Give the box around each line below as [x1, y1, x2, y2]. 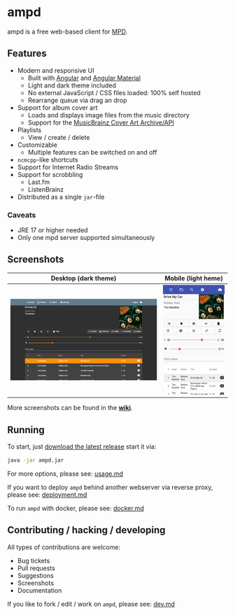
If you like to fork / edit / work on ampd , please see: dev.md [7, 600, 175, 608]
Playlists [17, 125, 42, 134]
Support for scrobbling [17, 170, 83, 178]
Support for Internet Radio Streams [17, 162, 119, 171]
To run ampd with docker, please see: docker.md [7, 504, 145, 512]
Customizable [17, 141, 57, 149]
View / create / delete [27, 133, 90, 141]
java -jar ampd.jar [7, 456, 64, 464]
